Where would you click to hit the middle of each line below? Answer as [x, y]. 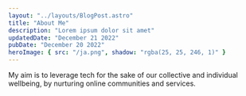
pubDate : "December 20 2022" [57, 45]
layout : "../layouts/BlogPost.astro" [71, 15]
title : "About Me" [39, 23]
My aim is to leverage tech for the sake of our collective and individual [123, 75]
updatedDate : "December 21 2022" [64, 38]
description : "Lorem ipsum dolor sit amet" [82, 30]
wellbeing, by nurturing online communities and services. [102, 83]
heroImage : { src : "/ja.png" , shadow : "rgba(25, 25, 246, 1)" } [117, 52]
